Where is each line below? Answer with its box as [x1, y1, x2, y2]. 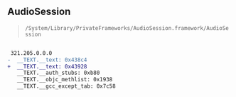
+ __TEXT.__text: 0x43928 [7, 63, 87, 70]
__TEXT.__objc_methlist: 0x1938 [16, 76, 113, 83]
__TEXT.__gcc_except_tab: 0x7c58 [16, 83, 116, 90]
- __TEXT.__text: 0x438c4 [7, 56, 87, 63]
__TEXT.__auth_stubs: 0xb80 [16, 69, 100, 77]
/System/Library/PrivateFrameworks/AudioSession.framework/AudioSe [24, 24, 229, 31]
